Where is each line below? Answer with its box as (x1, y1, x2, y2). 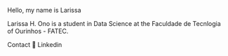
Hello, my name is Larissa (7, 6, 82, 14)
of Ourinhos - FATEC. (7, 27, 69, 35)
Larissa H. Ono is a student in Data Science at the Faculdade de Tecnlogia (7, 20, 221, 27)
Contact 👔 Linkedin (7, 41, 62, 48)
